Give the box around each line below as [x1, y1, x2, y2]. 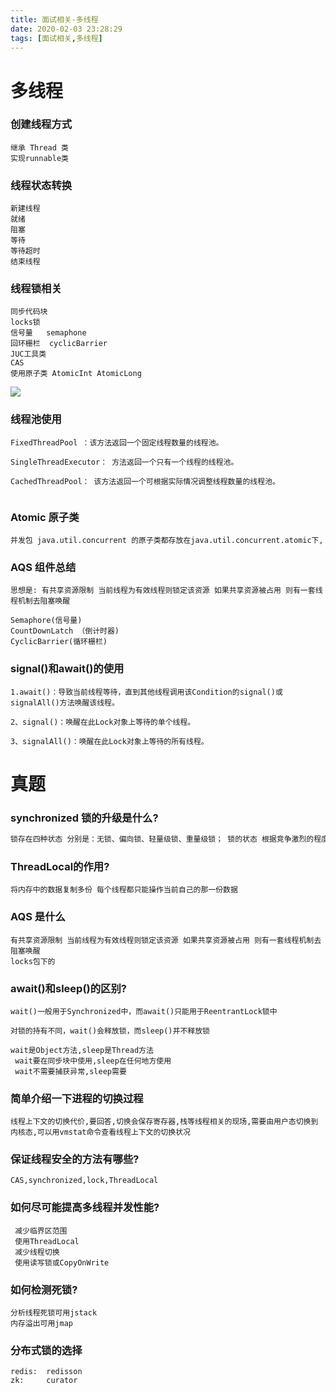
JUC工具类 [10, 349, 47, 360]
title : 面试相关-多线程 [10, 14, 99, 25]
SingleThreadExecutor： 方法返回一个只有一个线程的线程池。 [10, 457, 239, 467]
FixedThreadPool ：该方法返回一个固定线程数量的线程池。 [10, 437, 224, 448]
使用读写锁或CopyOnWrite [14, 1257, 110, 1268]
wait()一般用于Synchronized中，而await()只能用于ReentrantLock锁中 [10, 1006, 278, 1016]
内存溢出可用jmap [10, 1319, 73, 1329]
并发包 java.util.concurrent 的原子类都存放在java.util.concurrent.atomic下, [10, 536, 324, 546]
